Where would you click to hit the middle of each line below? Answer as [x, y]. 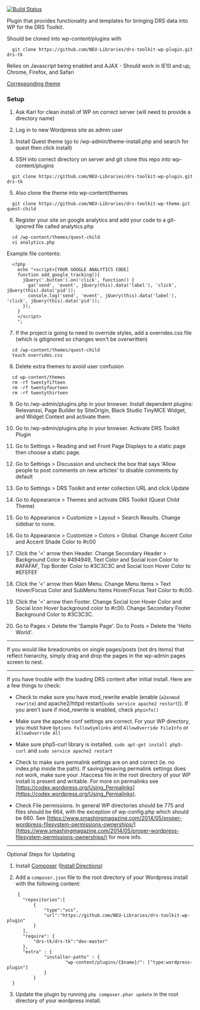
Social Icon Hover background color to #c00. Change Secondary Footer [103, 608]
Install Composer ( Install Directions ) [59, 866]
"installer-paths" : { [72, 957]
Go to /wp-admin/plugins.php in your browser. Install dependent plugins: [104, 404]
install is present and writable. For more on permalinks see [87, 781]
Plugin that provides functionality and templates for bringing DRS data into [98, 21]
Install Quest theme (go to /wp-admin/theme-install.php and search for [102, 142]
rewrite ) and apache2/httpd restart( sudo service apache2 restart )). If [102, 704]
